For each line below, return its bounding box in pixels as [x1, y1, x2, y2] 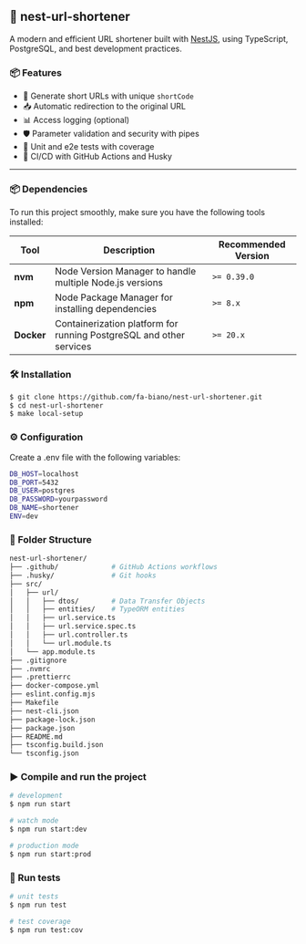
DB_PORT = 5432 [9, 478, 59, 487]
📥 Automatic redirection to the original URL [22, 101, 187, 112]
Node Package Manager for [54, 291, 173, 304]
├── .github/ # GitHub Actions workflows [9, 563, 219, 572]
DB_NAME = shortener [9, 503, 79, 513]
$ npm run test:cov [9, 925, 84, 935]
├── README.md [9, 731, 64, 742]
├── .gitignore [9, 656, 67, 665]
